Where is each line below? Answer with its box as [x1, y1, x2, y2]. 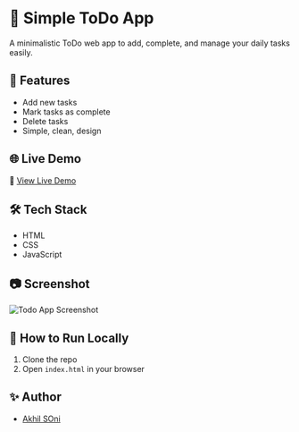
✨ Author [9, 389, 62, 405]
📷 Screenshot [9, 276, 91, 292]
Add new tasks [21, 97, 78, 107]
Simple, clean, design [21, 125, 102, 136]
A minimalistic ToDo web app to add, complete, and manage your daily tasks [9, 38, 290, 48]
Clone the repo [21, 354, 78, 365]
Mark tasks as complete [21, 106, 111, 117]
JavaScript [21, 250, 62, 260]
